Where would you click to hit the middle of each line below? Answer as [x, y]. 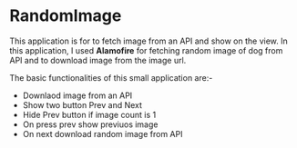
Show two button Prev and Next [82, 104]
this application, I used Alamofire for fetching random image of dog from [146, 50]
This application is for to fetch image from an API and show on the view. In [149, 41]
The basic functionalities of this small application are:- [111, 77]
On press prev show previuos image [90, 124]
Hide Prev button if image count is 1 [89, 114]
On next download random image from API [102, 133]
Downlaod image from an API [77, 95]
